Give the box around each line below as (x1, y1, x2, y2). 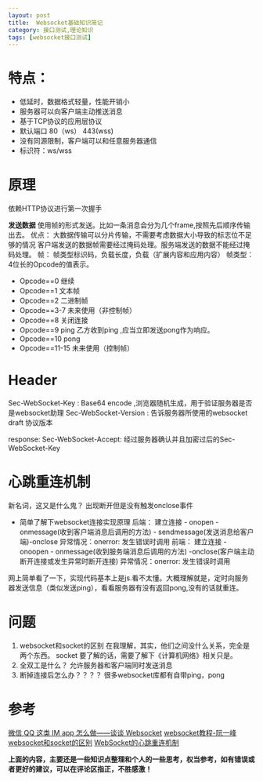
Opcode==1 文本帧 (19, 286, 81, 296)
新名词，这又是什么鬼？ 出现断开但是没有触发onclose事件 (8, 501, 193, 510)
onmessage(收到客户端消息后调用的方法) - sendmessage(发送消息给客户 (19, 527, 254, 536)
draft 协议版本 (8, 418, 53, 427)
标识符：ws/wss (19, 146, 72, 155)
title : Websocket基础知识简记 (8, 19, 103, 27)
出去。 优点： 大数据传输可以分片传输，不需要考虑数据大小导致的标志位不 (8, 231, 245, 240)
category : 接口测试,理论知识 (8, 26, 94, 34)
